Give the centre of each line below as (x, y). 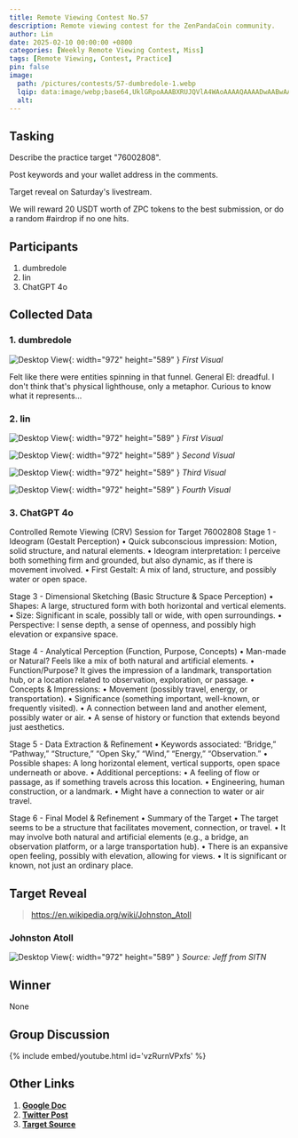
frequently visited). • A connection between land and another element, (138, 709)
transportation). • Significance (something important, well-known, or (134, 699)
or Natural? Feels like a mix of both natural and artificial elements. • (132, 661)
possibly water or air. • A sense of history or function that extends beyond (145, 717)
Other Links (42, 1084)
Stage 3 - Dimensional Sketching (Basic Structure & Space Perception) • (141, 597)
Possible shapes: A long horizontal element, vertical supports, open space (145, 763)
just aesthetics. (37, 727)
